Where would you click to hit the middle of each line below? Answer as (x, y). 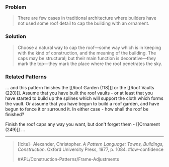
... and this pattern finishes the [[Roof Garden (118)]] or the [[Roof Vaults (80, 87)
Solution (16, 36)
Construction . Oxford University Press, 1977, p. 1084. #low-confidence (91, 149)
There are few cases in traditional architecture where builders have (87, 18)
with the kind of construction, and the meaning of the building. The (87, 53)
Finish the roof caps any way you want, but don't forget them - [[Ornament (82, 124)
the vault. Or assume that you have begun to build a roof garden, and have (82, 103)
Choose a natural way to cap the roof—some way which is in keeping (89, 47)
